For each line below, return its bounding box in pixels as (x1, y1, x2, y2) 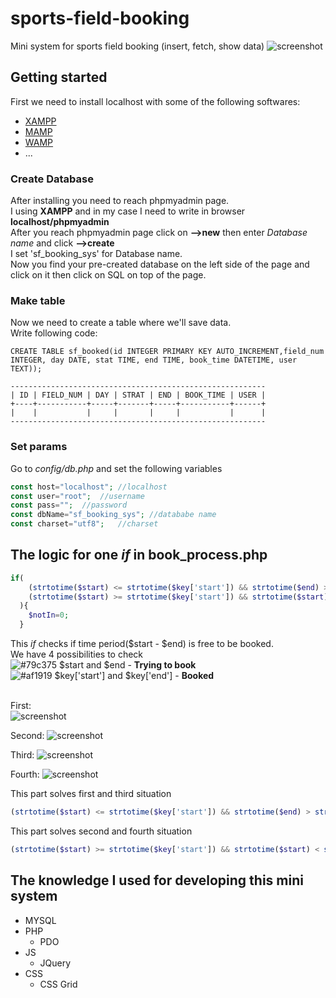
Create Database (10, 172, 94, 186)
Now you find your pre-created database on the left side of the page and (10, 258, 310, 271)
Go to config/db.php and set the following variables (10, 462, 223, 474)
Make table (10, 293, 66, 307)
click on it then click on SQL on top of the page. (10, 269, 207, 281)
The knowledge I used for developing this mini (10, 872, 304, 889)
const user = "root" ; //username (10, 491, 145, 501)
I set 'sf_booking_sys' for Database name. (10, 248, 183, 260)
